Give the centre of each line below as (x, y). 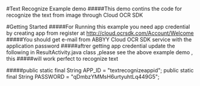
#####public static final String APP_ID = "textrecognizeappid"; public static (100, 70)
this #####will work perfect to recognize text (62, 59)
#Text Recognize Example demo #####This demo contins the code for (94, 9)
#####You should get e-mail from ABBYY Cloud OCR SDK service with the (99, 39)
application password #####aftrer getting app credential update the (91, 46)
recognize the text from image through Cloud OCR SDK (75, 15)
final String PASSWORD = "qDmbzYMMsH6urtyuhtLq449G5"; (83, 77)
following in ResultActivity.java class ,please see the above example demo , (100, 52)
